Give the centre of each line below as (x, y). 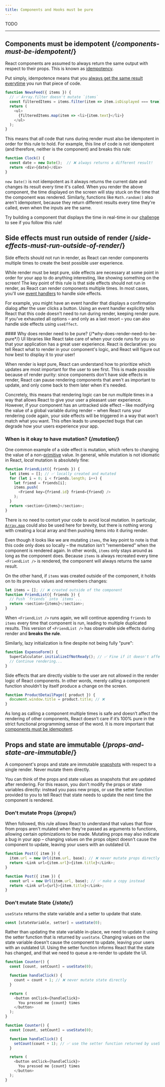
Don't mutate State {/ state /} (39, 903)
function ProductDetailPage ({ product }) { (50, 695)
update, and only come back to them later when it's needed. (66, 385)
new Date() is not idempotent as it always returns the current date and (76, 181)
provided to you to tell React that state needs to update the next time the (78, 795)
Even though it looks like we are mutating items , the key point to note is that (82, 540)
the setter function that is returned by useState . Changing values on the (77, 937)
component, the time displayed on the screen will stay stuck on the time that (82, 192)
